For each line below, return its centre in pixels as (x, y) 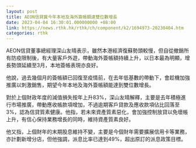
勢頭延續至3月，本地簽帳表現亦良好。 (56, 66)
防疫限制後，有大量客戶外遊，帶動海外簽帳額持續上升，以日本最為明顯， (98, 58)
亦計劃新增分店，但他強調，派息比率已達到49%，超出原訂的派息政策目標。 (96, 139)
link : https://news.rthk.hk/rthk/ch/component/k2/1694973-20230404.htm (95, 28)
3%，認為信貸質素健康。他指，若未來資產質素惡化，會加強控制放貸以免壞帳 (97, 112)
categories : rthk (27, 33)
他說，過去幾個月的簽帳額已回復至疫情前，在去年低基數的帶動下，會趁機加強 (98, 78)
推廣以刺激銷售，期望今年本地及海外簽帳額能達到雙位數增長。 (80, 85)
